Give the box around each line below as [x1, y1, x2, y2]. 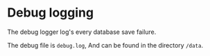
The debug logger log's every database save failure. [7, 28, 157, 36]
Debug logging [7, 5, 94, 21]
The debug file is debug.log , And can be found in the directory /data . [7, 41, 203, 49]
